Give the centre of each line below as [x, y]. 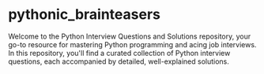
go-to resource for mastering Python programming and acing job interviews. [132, 44]
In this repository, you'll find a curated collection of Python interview [119, 53]
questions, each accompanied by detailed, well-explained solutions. [119, 61]
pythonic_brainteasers [84, 15]
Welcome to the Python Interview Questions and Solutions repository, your [130, 36]
